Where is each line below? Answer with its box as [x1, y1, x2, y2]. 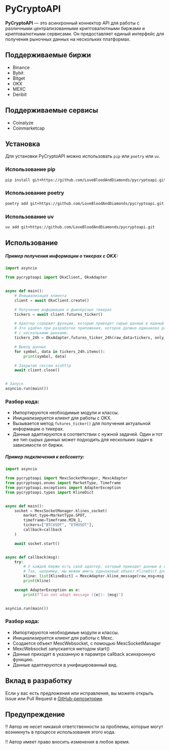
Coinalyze [12, 119, 34, 126]
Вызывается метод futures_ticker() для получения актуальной [12, 421, 151, 427]
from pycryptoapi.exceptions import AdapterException [5, 485, 121, 490]
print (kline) [23, 578, 51, 584]
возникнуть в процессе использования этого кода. [5, 729, 116, 735]
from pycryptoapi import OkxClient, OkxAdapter [5, 275, 108, 280]
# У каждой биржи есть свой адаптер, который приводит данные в [23, 564, 162, 569]
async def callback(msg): [5, 555, 60, 560]
